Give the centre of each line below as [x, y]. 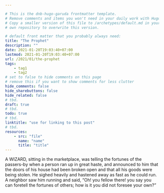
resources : [16, 132]
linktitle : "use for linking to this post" [50, 123]
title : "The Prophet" [27, 41]
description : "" [21, 45]
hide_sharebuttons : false [31, 91]
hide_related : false [26, 95]
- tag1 [20, 68]
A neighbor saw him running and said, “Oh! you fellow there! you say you [78, 180]
